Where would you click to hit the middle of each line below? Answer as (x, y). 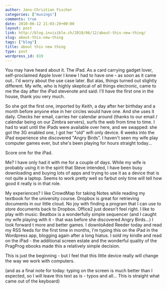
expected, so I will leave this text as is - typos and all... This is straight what (83, 276)
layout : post (19, 28)
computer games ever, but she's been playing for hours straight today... (79, 143)
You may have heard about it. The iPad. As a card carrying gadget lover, (79, 70)
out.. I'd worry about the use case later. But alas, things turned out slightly (81, 81)
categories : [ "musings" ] (31, 14)
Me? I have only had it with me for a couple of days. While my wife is (76, 163)
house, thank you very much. (35, 96)
